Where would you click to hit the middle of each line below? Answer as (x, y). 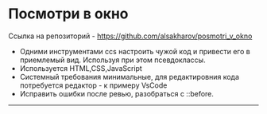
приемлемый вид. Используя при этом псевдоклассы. (112, 60)
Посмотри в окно (68, 14)
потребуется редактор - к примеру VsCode (93, 85)
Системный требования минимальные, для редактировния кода (130, 77)
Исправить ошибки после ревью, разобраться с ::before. (117, 93)
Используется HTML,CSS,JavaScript (81, 68)
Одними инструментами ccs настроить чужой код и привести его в (135, 51)
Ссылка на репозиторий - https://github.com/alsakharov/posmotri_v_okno (130, 36)
